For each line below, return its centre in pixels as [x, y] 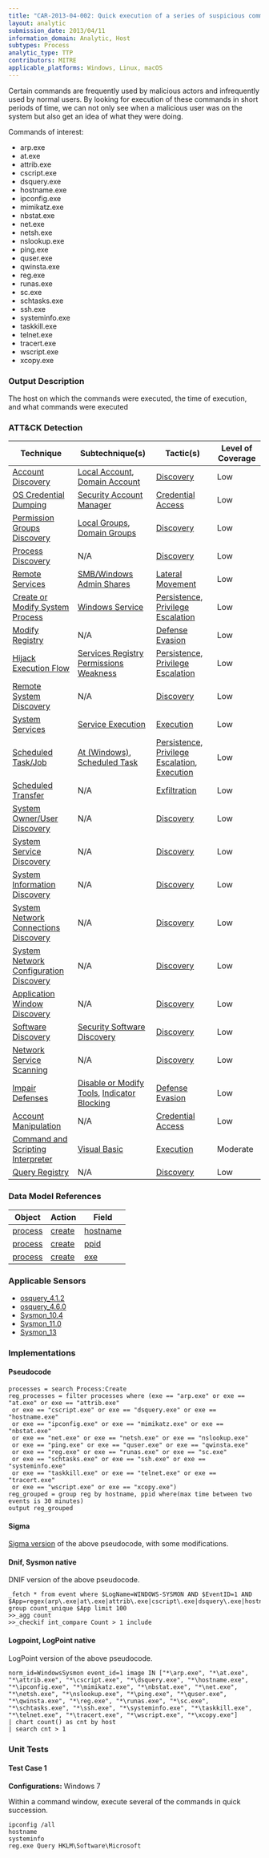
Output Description [46, 381]
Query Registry [41, 1173]
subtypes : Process [39, 46]
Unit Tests [29, 1749]
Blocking [94, 1103]
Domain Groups [107, 533]
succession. [28, 1810]
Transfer [28, 796]
